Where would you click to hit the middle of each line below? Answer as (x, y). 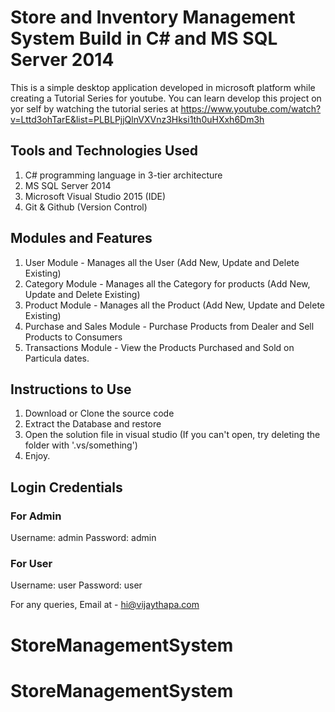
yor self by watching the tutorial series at (94, 108)
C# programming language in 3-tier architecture (123, 175)
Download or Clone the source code (99, 413)
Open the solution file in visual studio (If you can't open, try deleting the (172, 435)
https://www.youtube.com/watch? (251, 108)
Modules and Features (81, 238)
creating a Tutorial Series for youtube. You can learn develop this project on (166, 98)
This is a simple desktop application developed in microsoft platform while (163, 87)
